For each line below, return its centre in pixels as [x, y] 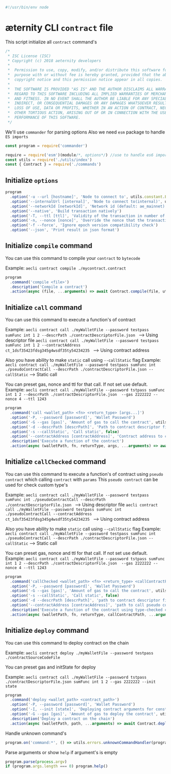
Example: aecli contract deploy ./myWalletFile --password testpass [79, 653]
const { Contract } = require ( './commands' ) [53, 165]
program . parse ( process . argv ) [36, 762]
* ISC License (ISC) [29, 56]
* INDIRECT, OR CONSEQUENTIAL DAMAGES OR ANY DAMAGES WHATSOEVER [79, 103]
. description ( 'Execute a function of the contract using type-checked [86, 610]
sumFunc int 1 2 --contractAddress [43, 345]
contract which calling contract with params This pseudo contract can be [82, 479]
